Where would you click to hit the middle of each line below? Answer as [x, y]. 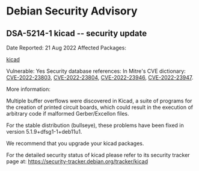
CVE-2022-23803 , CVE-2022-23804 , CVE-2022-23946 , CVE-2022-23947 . [100, 77]
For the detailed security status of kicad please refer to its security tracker [98, 155]
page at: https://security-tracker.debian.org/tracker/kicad [77, 161]
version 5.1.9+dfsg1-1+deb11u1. [44, 132]
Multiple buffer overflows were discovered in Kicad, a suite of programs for [99, 101]
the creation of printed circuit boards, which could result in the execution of [100, 107]
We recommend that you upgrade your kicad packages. [75, 143]
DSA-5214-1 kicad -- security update [77, 33]
